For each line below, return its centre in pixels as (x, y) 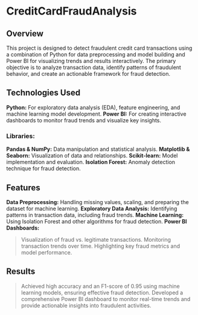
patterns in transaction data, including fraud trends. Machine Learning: (95, 215)
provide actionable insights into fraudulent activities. (86, 305)
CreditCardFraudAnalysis (72, 11)
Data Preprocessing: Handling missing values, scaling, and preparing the (97, 202)
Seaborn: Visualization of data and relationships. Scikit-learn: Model (92, 156)
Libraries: (21, 136)
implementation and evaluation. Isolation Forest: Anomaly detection (91, 162)
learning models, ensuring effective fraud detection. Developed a (102, 293)
